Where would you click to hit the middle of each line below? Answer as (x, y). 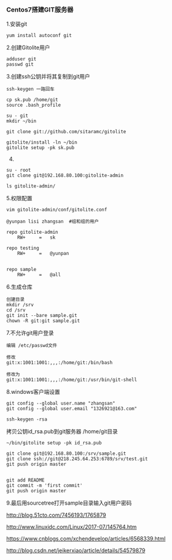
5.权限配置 (19, 198)
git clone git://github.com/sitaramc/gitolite (66, 132)
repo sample (21, 270)
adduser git (21, 59)
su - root (19, 170)
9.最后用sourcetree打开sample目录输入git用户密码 (69, 503)
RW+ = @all (39, 275)
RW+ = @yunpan (43, 254)
